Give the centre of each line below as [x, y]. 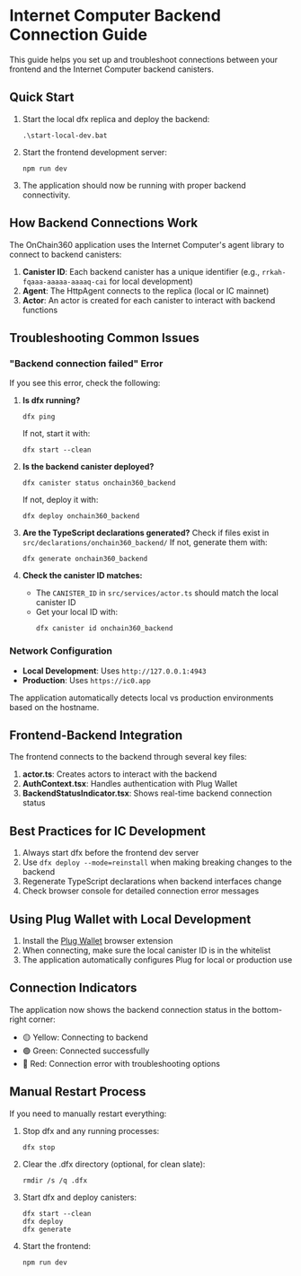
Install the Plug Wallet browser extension [97, 940]
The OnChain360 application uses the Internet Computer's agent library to [147, 244]
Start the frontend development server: [95, 152]
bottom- [267, 1009]
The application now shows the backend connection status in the [130, 1009]
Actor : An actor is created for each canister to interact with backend [149, 300]
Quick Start [42, 97]
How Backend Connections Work [104, 223]
